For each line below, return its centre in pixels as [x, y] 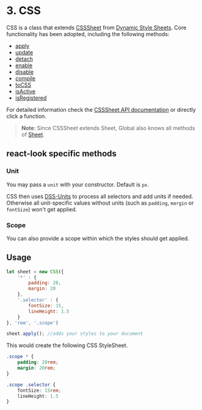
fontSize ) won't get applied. [42, 209]
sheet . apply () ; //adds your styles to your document [75, 334]
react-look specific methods [62, 154]
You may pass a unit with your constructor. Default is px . [78, 185]
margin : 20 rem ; [37, 368]
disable [24, 71]
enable [24, 65]
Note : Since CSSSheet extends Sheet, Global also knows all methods [108, 128]
